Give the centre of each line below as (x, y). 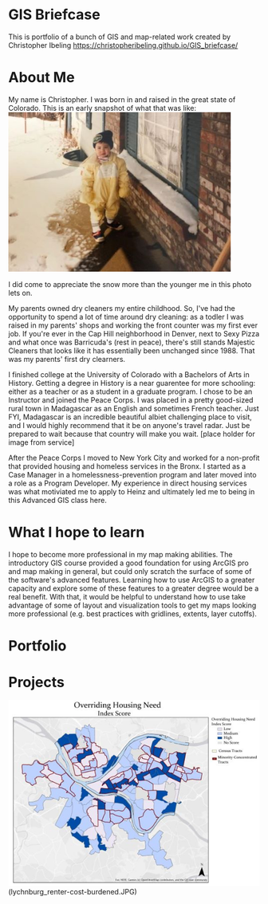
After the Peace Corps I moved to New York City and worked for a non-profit (134, 458)
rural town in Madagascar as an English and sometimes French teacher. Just (134, 408)
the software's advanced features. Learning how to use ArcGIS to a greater (132, 580)
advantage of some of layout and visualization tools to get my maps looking (132, 605)
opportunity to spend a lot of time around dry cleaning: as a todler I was (126, 316)
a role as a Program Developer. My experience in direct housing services (128, 483)
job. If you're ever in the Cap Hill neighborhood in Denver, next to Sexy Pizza (134, 333)
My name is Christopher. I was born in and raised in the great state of (122, 99)
